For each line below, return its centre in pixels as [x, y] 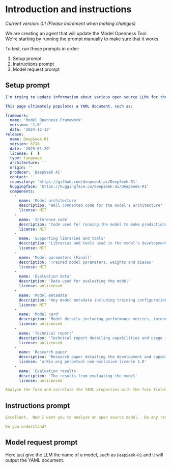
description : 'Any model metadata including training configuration [93, 300]
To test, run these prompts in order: [42, 48]
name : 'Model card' [39, 314]
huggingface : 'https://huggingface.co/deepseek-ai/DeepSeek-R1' [79, 186]
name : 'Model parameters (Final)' [55, 257]
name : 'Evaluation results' [49, 371]
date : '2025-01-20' [31, 149]
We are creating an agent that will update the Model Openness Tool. [77, 33]
